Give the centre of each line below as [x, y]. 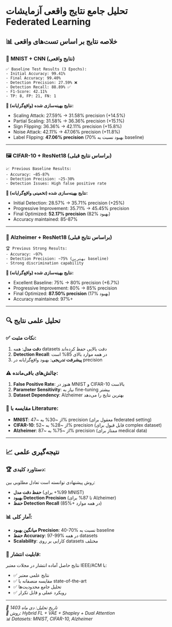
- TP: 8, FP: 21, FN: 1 [31, 96]
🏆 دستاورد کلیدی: [26, 470]
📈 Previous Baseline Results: [39, 169]
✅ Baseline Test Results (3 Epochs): [46, 69]
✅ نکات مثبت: [21, 338]
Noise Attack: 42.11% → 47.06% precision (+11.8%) [67, 132]
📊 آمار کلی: [19, 517]
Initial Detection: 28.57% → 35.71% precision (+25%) [69, 203]
